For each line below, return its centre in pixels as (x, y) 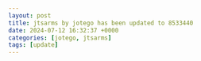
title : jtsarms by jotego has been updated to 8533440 (101, 23)
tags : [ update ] (33, 45)
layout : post (30, 15)
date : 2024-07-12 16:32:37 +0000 (64, 30)
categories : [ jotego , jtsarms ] (60, 38)
